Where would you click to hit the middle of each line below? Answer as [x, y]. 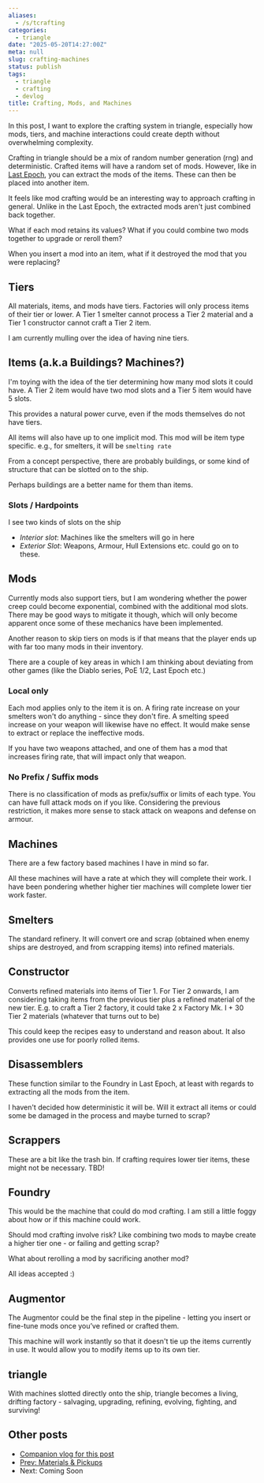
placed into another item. [48, 183]
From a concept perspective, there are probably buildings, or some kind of [129, 461]
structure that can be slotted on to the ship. [78, 469]
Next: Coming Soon [51, 1470]
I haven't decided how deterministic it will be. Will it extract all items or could [132, 1107]
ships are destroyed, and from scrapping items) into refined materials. [121, 947]
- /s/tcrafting [40, 23]
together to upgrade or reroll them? [65, 239]
